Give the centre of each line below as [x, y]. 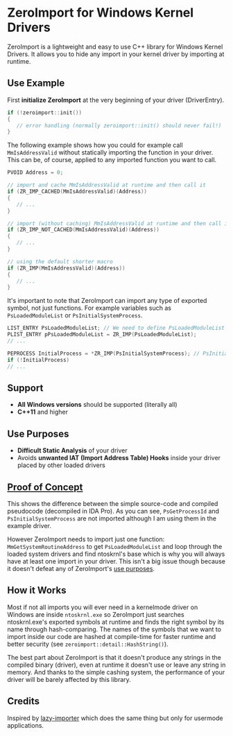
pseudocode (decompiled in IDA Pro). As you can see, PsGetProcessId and [113, 511]
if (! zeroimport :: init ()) [44, 112]
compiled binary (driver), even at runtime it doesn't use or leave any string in [116, 665]
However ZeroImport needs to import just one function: [86, 539]
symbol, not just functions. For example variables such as [89, 308]
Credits [24, 701]
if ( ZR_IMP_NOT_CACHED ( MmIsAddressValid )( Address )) [83, 230]
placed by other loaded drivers [61, 465]
